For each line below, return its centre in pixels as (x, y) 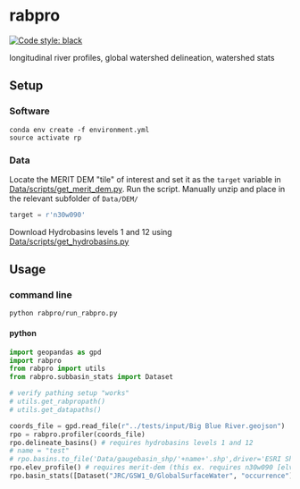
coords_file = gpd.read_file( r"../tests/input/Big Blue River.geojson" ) (147, 426)
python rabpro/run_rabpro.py (63, 314)
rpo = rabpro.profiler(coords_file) (77, 434)
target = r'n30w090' (48, 215)
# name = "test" (39, 451)
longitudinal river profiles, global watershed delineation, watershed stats (142, 57)
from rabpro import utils (57, 369)
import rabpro (36, 360)
